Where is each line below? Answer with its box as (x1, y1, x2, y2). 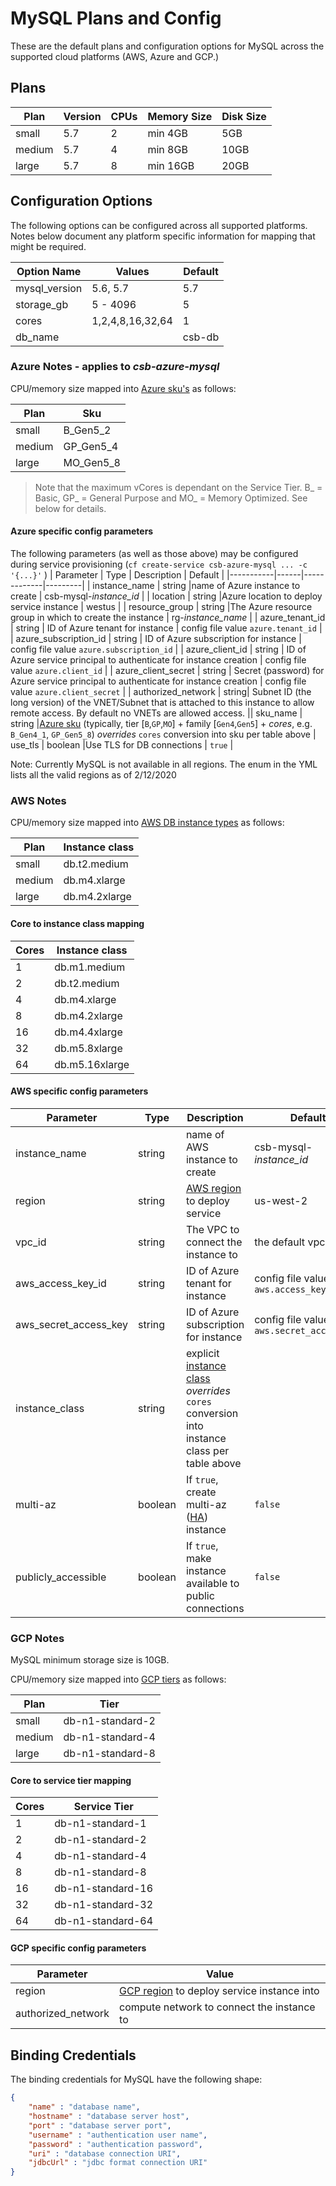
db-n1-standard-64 (54, 1914, 154, 1928)
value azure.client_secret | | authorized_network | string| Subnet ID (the (10, 686, 312, 698)
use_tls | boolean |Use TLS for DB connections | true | (10, 739, 234, 751)
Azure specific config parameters (10, 525, 154, 537)
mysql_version (15, 281, 83, 295)
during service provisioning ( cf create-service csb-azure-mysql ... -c (10, 558, 308, 571)
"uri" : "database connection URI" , (28, 2148, 182, 2159)
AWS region (185, 1181, 242, 1195)
